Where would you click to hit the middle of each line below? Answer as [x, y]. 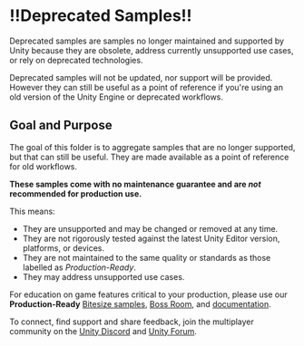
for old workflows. [44, 166]
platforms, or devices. [64, 248]
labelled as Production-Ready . [79, 267]
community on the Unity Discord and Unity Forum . [103, 331]
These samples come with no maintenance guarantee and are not [135, 184]
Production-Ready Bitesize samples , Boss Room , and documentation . [141, 303]
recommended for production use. [76, 193]
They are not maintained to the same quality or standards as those [147, 257]
